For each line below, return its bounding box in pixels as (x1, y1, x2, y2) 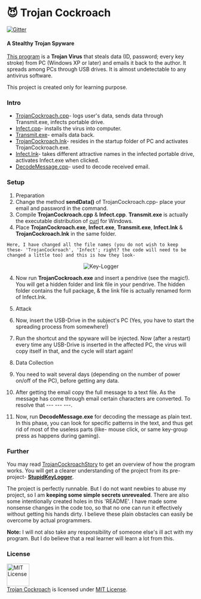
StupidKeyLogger (28, 474, 73, 481)
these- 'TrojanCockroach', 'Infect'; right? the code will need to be (7, 246, 187, 253)
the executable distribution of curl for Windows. (15, 217, 133, 224)
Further (7, 447, 29, 455)
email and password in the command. (15, 204, 108, 212)
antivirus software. (7, 72, 53, 79)
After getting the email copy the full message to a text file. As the (15, 389, 176, 396)
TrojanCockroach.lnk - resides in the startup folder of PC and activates (15, 138, 188, 145)
